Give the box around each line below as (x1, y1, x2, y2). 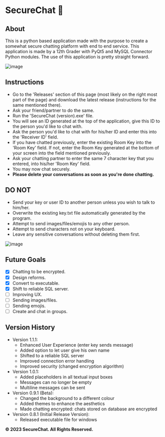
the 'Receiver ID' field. (12, 134, 58, 140)
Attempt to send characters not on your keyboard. (12, 226, 116, 232)
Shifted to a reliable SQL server (19, 352, 84, 358)
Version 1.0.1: (12, 368, 39, 374)
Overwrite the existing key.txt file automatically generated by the (12, 210, 146, 216)
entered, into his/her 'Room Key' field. (12, 161, 91, 167)
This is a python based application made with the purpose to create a (5, 38, 148, 44)
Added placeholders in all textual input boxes (19, 374, 113, 380)
